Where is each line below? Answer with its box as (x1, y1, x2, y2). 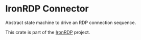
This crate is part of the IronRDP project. (5, 29, 90, 35)
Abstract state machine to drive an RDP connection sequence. (5, 19, 136, 25)
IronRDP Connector (5, 3, 89, 14)
